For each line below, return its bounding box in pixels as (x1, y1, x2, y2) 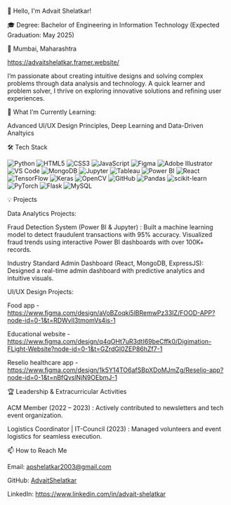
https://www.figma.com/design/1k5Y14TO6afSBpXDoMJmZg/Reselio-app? (7, 366, 224, 374)
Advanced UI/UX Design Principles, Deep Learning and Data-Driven (7, 122, 204, 129)
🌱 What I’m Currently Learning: (7, 108, 97, 116)
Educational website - (7, 330, 70, 338)
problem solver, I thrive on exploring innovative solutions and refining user (7, 87, 222, 95)
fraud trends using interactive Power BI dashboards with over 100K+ (7, 238, 204, 246)
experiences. (7, 94, 46, 102)
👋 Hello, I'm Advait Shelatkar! (7, 7, 91, 15)
